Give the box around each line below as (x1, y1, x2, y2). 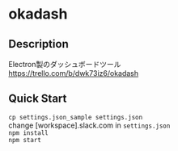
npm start (8, 136, 42, 144)
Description (8, 37, 69, 51)
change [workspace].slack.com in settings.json (8, 120, 171, 130)
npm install (8, 128, 49, 137)
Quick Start (8, 92, 67, 106)
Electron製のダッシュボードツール (8, 60, 121, 69)
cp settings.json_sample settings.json (8, 113, 143, 121)
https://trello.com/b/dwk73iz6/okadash (8, 69, 139, 78)
